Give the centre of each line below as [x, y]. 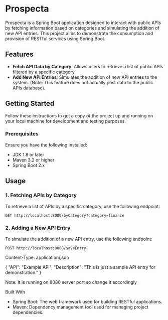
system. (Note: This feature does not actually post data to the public [83, 82]
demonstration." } [23, 272]
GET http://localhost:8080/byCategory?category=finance [65, 215]
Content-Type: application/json [37, 257]
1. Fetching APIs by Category [41, 195]
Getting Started [30, 104]
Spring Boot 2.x [29, 165]
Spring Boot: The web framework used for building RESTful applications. [88, 301]
